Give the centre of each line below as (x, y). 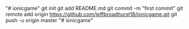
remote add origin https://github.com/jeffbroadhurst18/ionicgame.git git (91, 14)
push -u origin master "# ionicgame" (49, 20)
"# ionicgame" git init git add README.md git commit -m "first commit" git (94, 8)
